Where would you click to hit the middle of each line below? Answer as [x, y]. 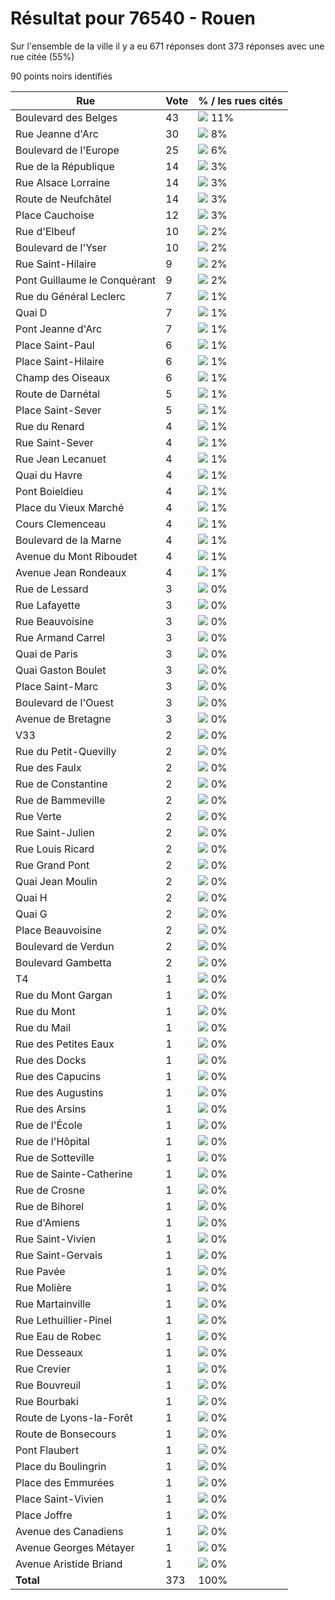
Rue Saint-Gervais [59, 1255]
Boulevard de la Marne [68, 540]
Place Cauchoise [55, 215]
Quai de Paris [46, 654]
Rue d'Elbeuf [45, 231]
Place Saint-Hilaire [60, 361]
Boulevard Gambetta [63, 962]
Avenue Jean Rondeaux [71, 572]
